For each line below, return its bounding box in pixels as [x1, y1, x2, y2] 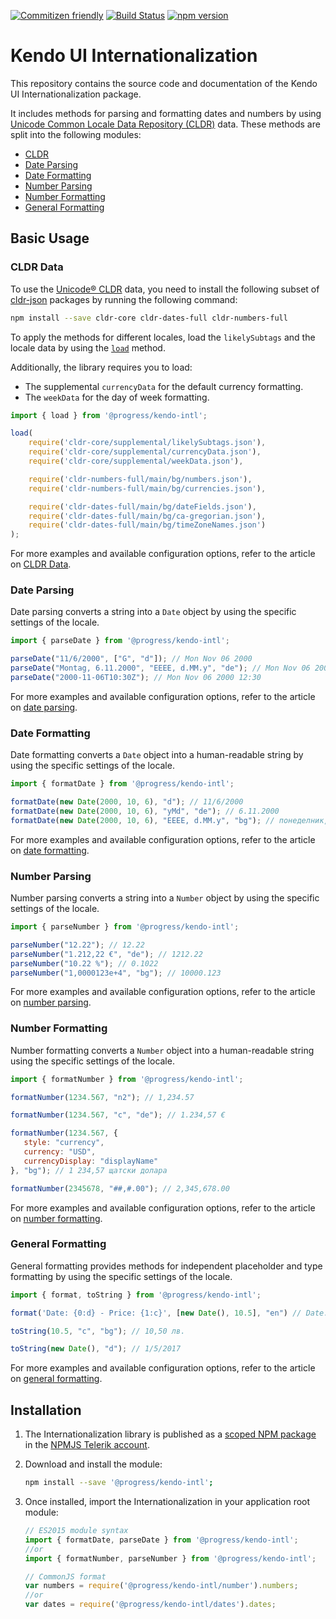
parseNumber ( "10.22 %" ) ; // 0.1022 [10, 958, 159, 969]
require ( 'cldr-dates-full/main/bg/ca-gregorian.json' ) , [28, 511, 267, 521]
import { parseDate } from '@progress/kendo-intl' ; [10, 636, 230, 646]
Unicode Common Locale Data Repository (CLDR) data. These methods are [10, 118, 321, 130]
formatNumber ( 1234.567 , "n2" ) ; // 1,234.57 [10, 1092, 195, 1102]
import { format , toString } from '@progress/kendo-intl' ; [10, 1290, 262, 1300]
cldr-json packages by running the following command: [10, 293, 238, 305]
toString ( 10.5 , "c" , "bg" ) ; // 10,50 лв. [10, 1326, 186, 1336]
